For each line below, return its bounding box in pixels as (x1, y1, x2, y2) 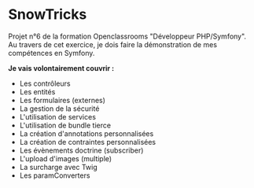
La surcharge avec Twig (19, 162, 98, 171)
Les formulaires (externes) (19, 95, 106, 105)
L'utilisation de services (19, 112, 97, 121)
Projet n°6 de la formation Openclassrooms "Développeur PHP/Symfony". (8, 31, 246, 41)
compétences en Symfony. (8, 48, 95, 57)
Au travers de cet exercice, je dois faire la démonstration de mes (8, 39, 218, 49)
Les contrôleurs (19, 79, 71, 88)
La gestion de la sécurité (19, 104, 100, 113)
